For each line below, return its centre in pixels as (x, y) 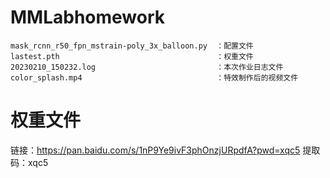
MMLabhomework (88, 17)
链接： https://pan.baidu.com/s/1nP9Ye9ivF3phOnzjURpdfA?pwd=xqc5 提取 (165, 150)
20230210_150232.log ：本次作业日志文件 (147, 67)
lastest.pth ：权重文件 (132, 56)
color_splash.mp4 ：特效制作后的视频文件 (154, 77)
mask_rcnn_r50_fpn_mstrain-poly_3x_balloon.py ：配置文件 (132, 46)
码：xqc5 (29, 162)
